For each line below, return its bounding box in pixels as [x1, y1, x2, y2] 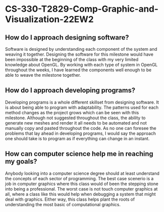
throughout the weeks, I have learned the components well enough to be [5, 67, 152, 73]
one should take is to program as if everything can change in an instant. [5, 135, 150, 141]
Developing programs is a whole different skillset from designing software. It [5, 99, 159, 105]
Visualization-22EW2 [5, 14, 94, 25]
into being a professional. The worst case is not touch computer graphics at [5, 186, 158, 191]
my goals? [5, 157, 38, 166]
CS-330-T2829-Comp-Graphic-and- [5, 3, 159, 15]
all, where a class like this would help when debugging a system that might [5, 191, 156, 197]
